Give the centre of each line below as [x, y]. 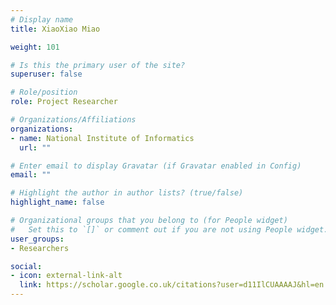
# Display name [42, 19]
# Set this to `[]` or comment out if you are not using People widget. [169, 229]
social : [26, 266]
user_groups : [37, 239]
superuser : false [46, 74]
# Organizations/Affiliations [73, 120]
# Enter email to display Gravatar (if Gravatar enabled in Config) [156, 166]
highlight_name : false [57, 202]
